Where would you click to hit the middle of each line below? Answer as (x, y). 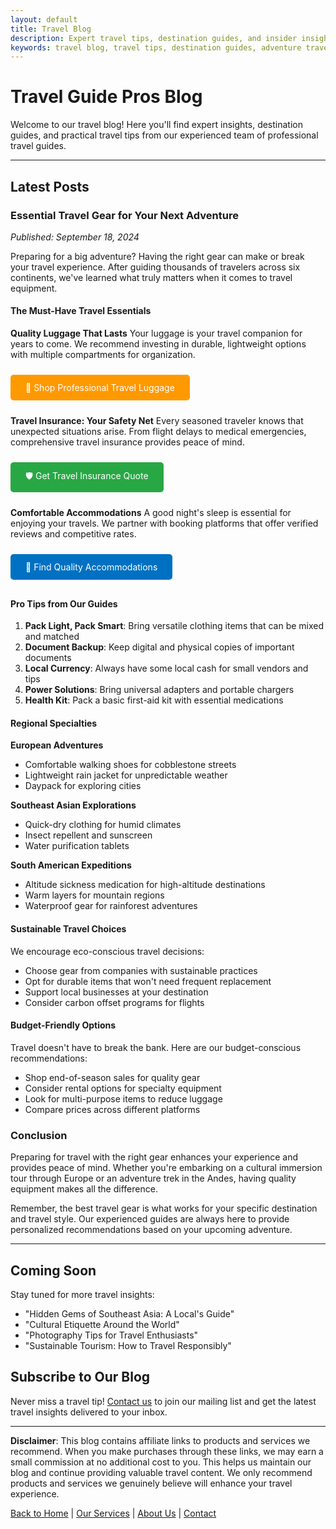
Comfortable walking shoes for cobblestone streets (130, 765)
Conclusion (39, 1135)
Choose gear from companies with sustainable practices (141, 970)
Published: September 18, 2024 (75, 237)
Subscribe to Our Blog (80, 1377)
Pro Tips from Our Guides (64, 603)
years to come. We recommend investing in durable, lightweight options (158, 344)
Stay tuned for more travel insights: (82, 1294)
